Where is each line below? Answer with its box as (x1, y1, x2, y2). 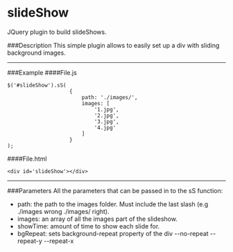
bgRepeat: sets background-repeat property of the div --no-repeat (17, 229, 209, 237)
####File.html (7, 154, 47, 163)
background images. (7, 48, 66, 57)
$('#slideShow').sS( (7, 82, 67, 89)
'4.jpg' (94, 124, 116, 131)
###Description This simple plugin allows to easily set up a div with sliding (7, 41, 220, 49)
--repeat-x (44, 237, 74, 245)
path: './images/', (81, 93, 138, 101)
